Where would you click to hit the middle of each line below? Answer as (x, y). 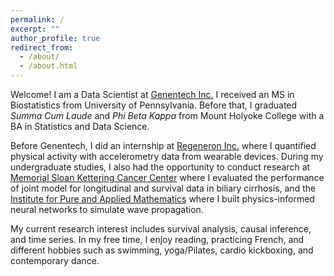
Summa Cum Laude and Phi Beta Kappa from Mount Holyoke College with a (167, 115)
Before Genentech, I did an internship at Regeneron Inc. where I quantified (163, 145)
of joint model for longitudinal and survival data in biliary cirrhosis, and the (163, 188)
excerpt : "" (35, 29)
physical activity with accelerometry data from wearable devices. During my (167, 156)
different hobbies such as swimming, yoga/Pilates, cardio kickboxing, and (162, 250)
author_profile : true (55, 38)
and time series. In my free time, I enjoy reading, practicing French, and (157, 239)
